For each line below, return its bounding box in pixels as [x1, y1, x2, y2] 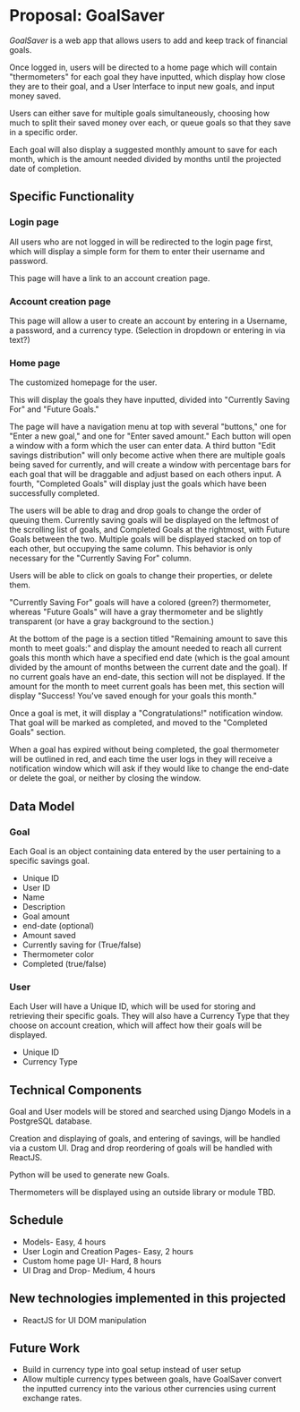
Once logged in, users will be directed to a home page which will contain [9, 62, 278, 73]
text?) [9, 334, 31, 345]
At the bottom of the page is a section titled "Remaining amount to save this [9, 633, 288, 645]
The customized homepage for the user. [9, 377, 158, 388]
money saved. [9, 90, 62, 101]
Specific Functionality [9, 189, 134, 204]
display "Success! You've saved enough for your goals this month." [9, 690, 257, 701]
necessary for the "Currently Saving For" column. [9, 552, 192, 564]
